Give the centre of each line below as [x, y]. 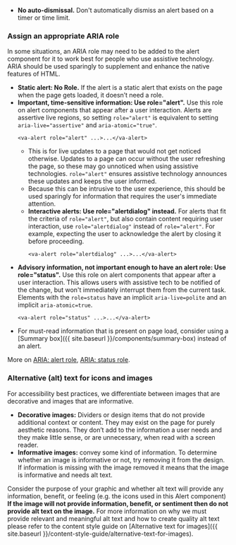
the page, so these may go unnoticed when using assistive [113, 166]
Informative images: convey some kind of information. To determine [117, 452]
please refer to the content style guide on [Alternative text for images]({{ [113, 526]
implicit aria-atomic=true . [55, 305]
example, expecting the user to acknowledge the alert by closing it [125, 234]
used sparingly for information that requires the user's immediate [122, 197]
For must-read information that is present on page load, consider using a [123, 331]
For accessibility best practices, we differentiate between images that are [114, 393]
